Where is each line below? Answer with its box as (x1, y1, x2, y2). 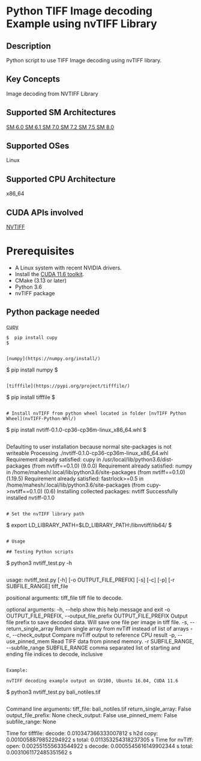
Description (6, 41, 51, 51)
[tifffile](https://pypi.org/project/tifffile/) (6, 383, 130, 389)
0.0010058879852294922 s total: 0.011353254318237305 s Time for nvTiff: (6, 736, 194, 743)
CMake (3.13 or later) (14, 277, 67, 284)
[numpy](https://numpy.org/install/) (6, 355, 101, 361)
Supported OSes (6, 141, 70, 151)
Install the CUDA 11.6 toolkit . (14, 271, 85, 277)
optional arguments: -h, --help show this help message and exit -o (6, 606, 170, 613)
